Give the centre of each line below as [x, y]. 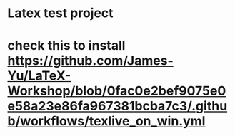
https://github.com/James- [90, 61]
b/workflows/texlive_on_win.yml [106, 121]
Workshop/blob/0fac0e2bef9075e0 [117, 91]
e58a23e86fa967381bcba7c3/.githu [117, 106]
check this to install [66, 46]
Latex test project [60, 13]
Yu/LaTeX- [39, 76]
